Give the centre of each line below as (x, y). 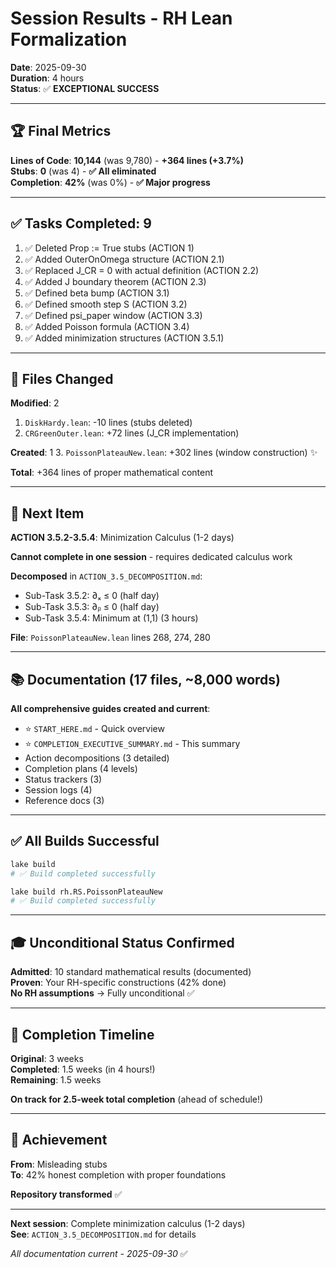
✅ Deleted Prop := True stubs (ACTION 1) (109, 248)
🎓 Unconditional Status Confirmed (122, 942)
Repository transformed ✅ (66, 1194)
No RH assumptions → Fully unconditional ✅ (102, 993)
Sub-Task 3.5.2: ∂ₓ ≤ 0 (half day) (92, 596)
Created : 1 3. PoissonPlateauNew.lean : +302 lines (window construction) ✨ (164, 453)
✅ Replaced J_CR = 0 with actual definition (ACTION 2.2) (142, 270)
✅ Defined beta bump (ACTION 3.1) (97, 293)
